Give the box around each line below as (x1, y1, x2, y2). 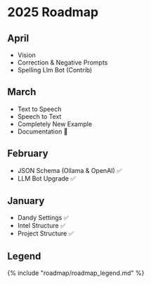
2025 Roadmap (7, 4, 99, 20)
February (7, 148, 48, 160)
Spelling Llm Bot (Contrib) (17, 66, 93, 74)
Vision (17, 51, 37, 59)
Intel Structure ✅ (17, 221, 66, 230)
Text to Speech (17, 105, 62, 113)
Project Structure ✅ (17, 229, 74, 238)
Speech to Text (17, 112, 62, 120)
